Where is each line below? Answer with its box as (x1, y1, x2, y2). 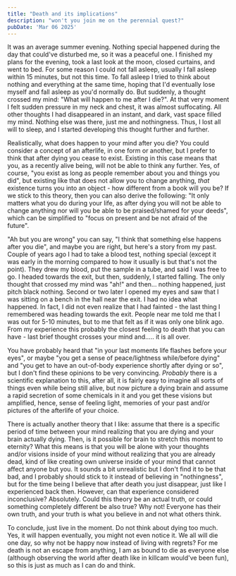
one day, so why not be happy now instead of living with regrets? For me (7, 539, 218, 547)
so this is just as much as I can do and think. (7, 561, 136, 570)
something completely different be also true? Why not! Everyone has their (7, 503, 221, 511)
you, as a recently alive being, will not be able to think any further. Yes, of (7, 162, 220, 170)
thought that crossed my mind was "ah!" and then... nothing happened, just (7, 280, 225, 289)
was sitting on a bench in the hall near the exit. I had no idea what (7, 295, 198, 304)
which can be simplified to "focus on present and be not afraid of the (7, 214, 208, 222)
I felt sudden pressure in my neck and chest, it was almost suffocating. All (7, 103, 222, 112)
